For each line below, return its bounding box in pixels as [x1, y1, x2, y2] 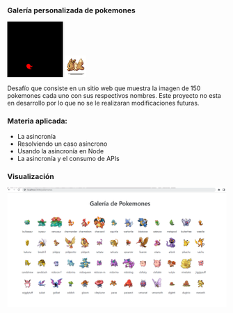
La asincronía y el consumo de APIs [17, 154, 120, 162]
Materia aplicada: [7, 117, 68, 126]
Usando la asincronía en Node [17, 146, 104, 155]
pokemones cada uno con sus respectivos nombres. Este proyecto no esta [7, 92, 221, 100]
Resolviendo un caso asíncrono [17, 139, 108, 148]
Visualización [7, 171, 54, 181]
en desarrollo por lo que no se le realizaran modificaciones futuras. [7, 99, 200, 108]
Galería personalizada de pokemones [7, 6, 136, 15]
